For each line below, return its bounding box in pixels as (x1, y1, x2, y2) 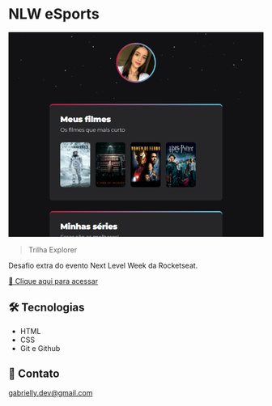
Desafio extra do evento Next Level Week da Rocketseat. (8, 260, 198, 270)
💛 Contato (8, 367, 60, 381)
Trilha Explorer (28, 244, 78, 255)
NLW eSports (8, 5, 100, 23)
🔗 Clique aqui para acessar (8, 276, 99, 285)
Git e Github (19, 343, 61, 353)
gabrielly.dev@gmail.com (8, 388, 93, 398)
